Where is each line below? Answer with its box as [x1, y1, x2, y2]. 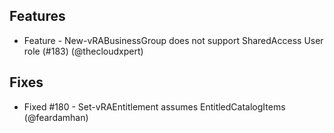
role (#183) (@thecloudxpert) [23, 45, 144, 57]
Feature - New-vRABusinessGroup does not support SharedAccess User [23, 34, 324, 46]
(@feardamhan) [23, 111, 89, 123]
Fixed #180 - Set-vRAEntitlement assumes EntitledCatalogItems [23, 100, 286, 113]
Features [9, 8, 66, 25]
